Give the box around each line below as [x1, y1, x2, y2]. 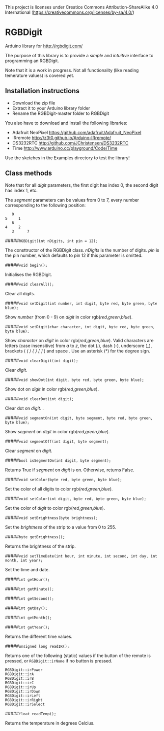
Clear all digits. [5, 290, 35, 296]
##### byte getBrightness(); [5, 533, 65, 539]
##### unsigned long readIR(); [5, 643, 70, 649]
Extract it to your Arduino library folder [12, 105, 90, 111]
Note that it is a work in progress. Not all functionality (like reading [5, 67, 139, 73]
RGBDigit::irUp [5, 685, 36, 690]
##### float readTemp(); [5, 710, 56, 716]
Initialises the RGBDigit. [5, 271, 53, 278]
